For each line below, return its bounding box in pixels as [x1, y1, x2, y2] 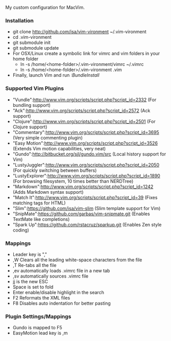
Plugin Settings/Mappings [5, 313, 71, 320]
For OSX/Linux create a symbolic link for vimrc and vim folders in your [12, 51, 160, 57]
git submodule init [12, 39, 51, 46]
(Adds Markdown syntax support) [12, 189, 84, 195]
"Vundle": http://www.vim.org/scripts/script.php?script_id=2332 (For [12, 97, 157, 103]
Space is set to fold [12, 284, 54, 290]
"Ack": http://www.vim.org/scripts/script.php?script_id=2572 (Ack [12, 107, 151, 113]
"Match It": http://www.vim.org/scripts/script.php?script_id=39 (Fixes [12, 194, 158, 200]
